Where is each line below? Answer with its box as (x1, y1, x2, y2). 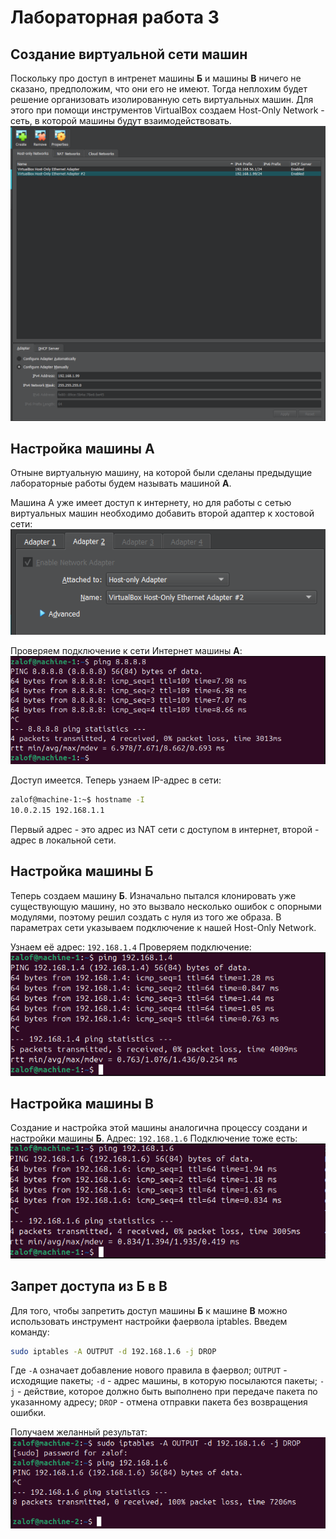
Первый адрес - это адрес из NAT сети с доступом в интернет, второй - (10, 823, 320, 835)
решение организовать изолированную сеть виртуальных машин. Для (10, 94, 314, 105)
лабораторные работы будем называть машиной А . (10, 477, 232, 490)
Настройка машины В (10, 1096, 154, 1113)
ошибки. (10, 1407, 47, 1419)
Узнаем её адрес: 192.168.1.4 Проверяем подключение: (10, 941, 252, 953)
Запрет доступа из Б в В (10, 1278, 168, 1295)
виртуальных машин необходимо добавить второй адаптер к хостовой (10, 507, 315, 520)
